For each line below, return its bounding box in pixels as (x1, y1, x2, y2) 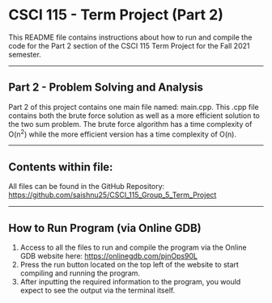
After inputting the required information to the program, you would (19, 277, 241, 287)
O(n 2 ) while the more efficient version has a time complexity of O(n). (8, 128, 237, 139)
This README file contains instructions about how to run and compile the (8, 32, 253, 42)
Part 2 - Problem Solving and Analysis (8, 81, 204, 95)
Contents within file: (8, 160, 113, 174)
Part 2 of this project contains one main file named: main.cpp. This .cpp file (8, 102, 259, 112)
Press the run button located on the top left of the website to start (19, 260, 239, 270)
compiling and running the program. (19, 268, 140, 278)
